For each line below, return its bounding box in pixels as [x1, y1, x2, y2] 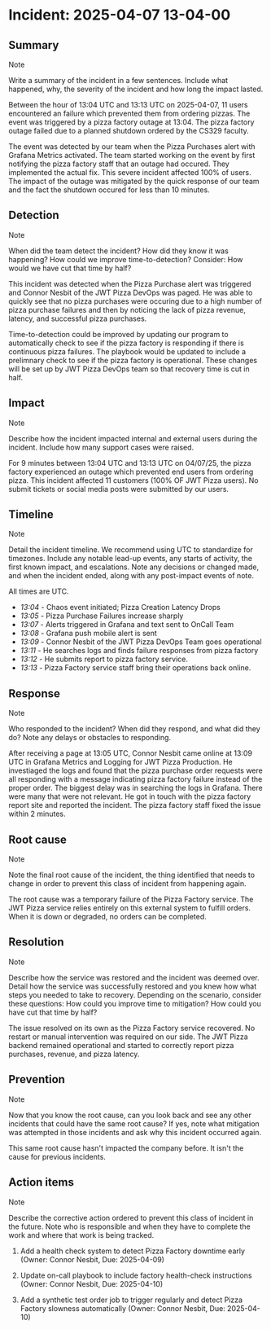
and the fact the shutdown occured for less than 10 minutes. [8, 185, 210, 195]
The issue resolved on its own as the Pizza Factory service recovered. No [8, 1023, 256, 1033]
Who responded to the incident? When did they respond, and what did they [8, 724, 260, 734]
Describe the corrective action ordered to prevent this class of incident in [8, 1213, 254, 1222]
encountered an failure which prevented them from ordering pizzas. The [8, 108, 251, 118]
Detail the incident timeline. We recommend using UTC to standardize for [8, 545, 254, 555]
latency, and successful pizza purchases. [8, 314, 147, 323]
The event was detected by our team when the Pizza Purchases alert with [8, 142, 256, 151]
